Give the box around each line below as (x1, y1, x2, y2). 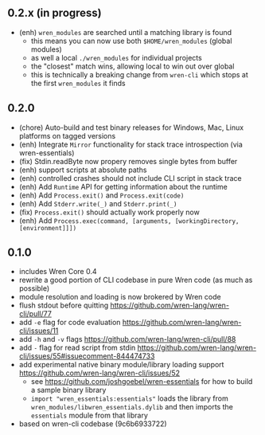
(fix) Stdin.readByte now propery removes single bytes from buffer (18, 156, 238, 166)
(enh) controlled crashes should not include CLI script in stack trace (18, 173, 242, 182)
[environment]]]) (18, 224, 77, 232)
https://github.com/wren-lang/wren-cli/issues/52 (18, 368, 181, 378)
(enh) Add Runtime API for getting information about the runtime (18, 182, 228, 191)
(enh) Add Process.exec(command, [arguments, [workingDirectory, (18, 215, 240, 225)
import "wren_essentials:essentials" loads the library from (30, 394, 228, 403)
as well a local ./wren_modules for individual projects (30, 53, 202, 62)
